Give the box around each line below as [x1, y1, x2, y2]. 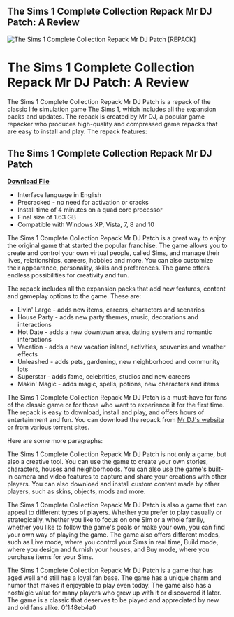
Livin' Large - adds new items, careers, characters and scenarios [17, 305, 205, 314]
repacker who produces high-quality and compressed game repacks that [7, 119, 218, 128]
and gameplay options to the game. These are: [7, 291, 142, 300]
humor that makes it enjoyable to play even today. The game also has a [7, 581, 212, 589]
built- [208, 465, 224, 473]
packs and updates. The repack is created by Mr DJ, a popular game [7, 112, 205, 121]
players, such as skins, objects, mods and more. [7, 487, 146, 495]
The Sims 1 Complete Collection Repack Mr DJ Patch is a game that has [7, 566, 214, 574]
